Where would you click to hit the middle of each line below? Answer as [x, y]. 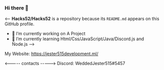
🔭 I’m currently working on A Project [48, 34]
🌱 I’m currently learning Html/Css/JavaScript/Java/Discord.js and [78, 39]
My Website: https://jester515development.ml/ [51, 54]
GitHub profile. [20, 24]
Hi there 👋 [17, 8]
